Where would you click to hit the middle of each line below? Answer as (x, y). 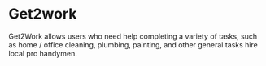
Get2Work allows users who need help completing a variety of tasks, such (133, 36)
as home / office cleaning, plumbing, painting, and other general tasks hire (133, 44)
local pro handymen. (43, 53)
